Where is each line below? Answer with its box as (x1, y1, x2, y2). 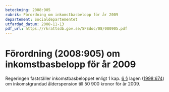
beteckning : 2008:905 (5, 7, 51, 13)
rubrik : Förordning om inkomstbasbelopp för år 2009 (5, 12, 119, 17)
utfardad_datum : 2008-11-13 (5, 21, 65, 27)
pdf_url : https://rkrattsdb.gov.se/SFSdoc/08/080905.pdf (5, 26, 128, 31)
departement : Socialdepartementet (5, 17, 78, 22)
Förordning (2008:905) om (5, 48, 120, 60)
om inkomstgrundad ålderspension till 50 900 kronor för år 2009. (5, 81, 140, 87)
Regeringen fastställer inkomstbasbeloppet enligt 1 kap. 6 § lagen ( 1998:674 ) (5, 75, 164, 81)
